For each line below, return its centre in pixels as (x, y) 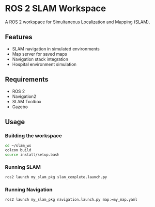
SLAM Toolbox (27, 101)
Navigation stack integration (40, 59)
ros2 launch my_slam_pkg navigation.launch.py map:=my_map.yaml (71, 200)
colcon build (18, 150)
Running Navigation (29, 190)
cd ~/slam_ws (18, 146)
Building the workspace (33, 135)
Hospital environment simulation (44, 64)
